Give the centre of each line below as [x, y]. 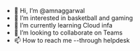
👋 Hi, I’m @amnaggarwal [49, 11]
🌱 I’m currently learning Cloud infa [63, 25]
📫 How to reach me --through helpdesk [72, 40]
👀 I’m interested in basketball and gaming [73, 18]
